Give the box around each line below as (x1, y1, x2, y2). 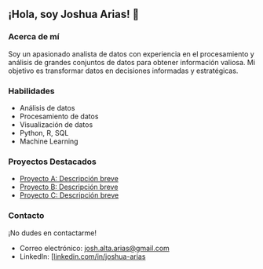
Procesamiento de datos (19, 111, 99, 121)
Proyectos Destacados (8, 156, 97, 167)
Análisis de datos (19, 103, 75, 112)
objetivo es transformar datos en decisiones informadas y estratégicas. (8, 66, 239, 75)
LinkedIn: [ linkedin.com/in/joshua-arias (19, 252, 146, 261)
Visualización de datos (19, 119, 93, 129)
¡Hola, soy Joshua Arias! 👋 (8, 8, 140, 21)
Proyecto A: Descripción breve (19, 174, 119, 184)
